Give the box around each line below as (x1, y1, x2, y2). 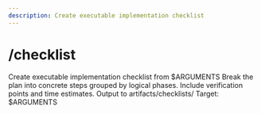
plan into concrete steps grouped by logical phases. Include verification (8, 80, 243, 89)
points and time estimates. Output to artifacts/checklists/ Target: (8, 89, 220, 98)
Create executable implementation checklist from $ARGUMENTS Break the (8, 72, 254, 82)
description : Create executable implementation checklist (8, 11, 205, 20)
